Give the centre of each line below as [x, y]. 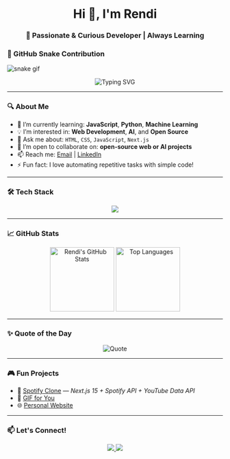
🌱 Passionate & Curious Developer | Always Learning [115, 36]
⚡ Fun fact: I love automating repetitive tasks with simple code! [105, 165]
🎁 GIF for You [36, 398]
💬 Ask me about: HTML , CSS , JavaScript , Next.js [83, 139]
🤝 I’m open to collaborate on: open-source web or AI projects [104, 146]
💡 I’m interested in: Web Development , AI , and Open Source [103, 131]
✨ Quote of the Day [39, 333]
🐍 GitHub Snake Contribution [56, 54]
